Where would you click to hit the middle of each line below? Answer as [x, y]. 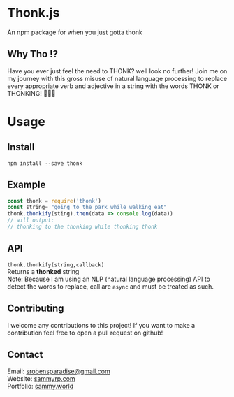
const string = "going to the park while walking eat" [87, 208]
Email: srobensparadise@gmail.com [59, 371]
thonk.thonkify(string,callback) [56, 265]
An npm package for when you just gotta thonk [75, 32]
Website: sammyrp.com [41, 379]
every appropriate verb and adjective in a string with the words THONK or [114, 86]
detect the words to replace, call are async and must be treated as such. [111, 286]
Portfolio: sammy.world [41, 387]
